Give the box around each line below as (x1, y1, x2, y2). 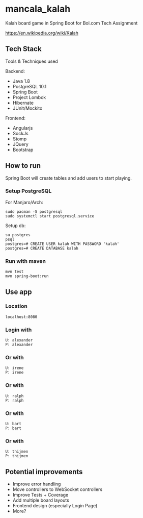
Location (5, 303, 28, 310)
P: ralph (5, 398, 24, 403)
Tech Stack (5, 44, 42, 54)
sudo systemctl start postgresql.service (5, 213, 95, 218)
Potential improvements (5, 467, 83, 476)
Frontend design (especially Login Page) (12, 503, 98, 509)
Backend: (5, 68, 25, 74)
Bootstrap (12, 146, 34, 153)
